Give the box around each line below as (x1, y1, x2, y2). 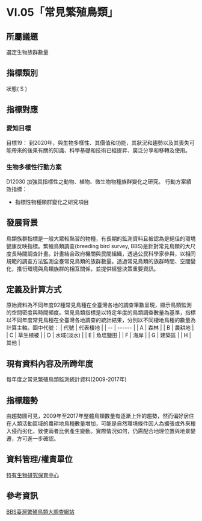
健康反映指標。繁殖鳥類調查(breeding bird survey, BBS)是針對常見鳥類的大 (6, 242, 191, 249)
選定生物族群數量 (6, 49, 49, 56)
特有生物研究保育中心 (6, 471, 59, 479)
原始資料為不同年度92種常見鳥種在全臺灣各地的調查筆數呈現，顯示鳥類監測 (6, 301, 192, 308)
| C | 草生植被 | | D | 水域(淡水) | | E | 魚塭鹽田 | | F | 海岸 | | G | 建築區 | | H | (6, 331, 191, 339)
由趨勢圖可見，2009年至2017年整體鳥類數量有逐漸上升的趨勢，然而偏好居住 (6, 412, 194, 420)
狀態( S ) (6, 85, 28, 92)
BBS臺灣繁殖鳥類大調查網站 (6, 508, 75, 515)
